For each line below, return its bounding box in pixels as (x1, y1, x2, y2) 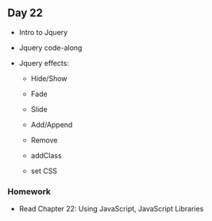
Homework (7, 186, 51, 197)
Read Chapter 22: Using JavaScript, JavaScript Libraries (18, 204, 204, 214)
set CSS (30, 166, 57, 176)
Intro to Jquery (18, 27, 68, 37)
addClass (30, 150, 62, 160)
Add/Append (30, 119, 73, 130)
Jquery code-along (18, 43, 83, 52)
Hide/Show (30, 73, 68, 83)
